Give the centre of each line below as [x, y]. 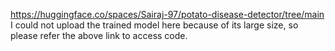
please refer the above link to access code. [99, 35]
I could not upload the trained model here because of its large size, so [154, 25]
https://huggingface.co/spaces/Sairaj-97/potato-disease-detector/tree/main [167, 14]
